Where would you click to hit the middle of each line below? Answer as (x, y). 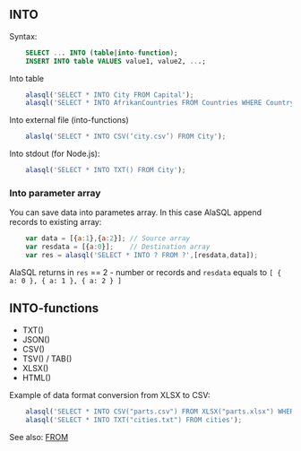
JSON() (36, 339)
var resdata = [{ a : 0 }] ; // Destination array (118, 247)
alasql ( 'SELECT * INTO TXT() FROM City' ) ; (106, 170)
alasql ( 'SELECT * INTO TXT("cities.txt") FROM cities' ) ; (134, 420)
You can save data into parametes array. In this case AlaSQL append (136, 212)
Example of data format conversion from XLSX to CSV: (110, 395)
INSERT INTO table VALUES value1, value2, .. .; (116, 61)
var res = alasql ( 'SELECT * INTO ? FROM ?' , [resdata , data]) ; (142, 256)
